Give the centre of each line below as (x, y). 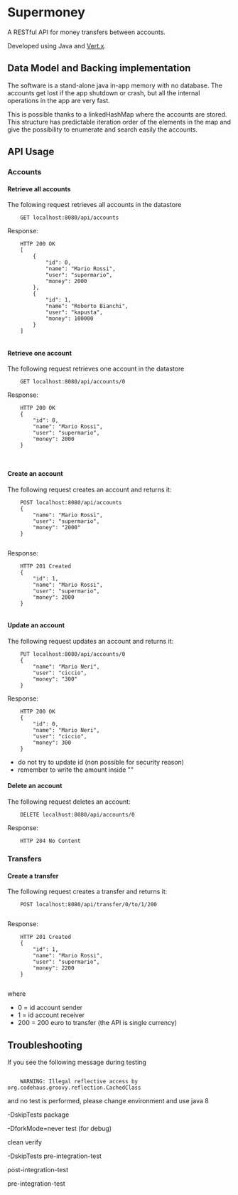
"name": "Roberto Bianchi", (87, 307)
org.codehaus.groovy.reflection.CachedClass (74, 1088)
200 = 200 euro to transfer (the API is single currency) (97, 1023)
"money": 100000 (69, 319)
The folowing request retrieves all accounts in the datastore (94, 205)
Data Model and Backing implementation (99, 68)
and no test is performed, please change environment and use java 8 (108, 1101)
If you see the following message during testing (77, 1062)
